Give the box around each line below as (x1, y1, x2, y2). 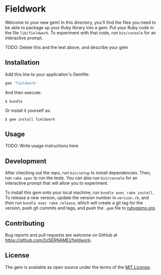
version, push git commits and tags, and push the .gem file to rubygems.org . (5, 205, 157, 211)
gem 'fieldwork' (5, 81, 38, 86)
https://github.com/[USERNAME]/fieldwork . (5, 237, 92, 243)
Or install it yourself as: (5, 107, 51, 113)
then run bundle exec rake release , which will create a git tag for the (5, 200, 143, 206)
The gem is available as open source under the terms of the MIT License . (5, 264, 151, 270)
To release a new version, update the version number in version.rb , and (5, 195, 149, 201)
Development (5, 157, 47, 165)
